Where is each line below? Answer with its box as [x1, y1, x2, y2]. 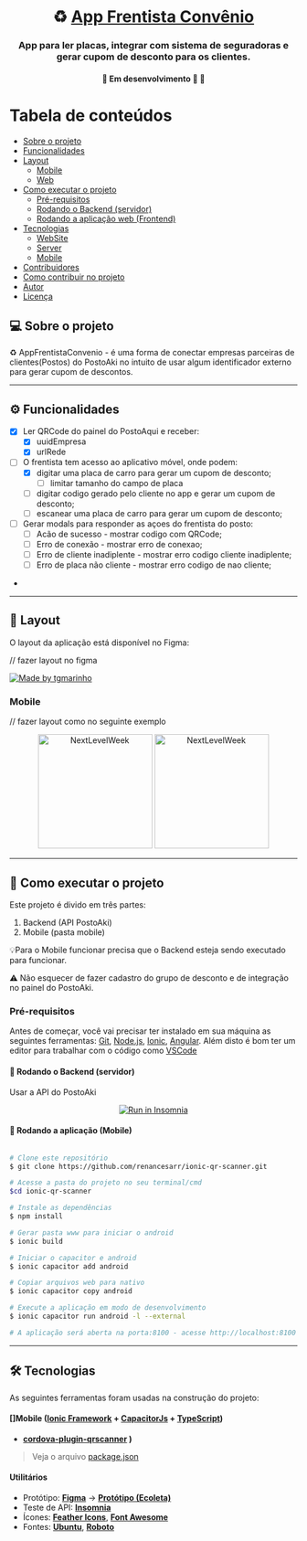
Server [36, 242, 62, 253]
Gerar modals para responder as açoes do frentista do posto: [22, 518, 254, 529]
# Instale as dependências [9, 1204, 112, 1213]
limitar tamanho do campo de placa [49, 477, 184, 488]
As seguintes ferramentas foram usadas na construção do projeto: [9, 1392, 259, 1403]
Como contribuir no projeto [22, 271, 125, 282]
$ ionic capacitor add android [9, 1261, 129, 1271]
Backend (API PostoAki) [22, 917, 112, 928]
